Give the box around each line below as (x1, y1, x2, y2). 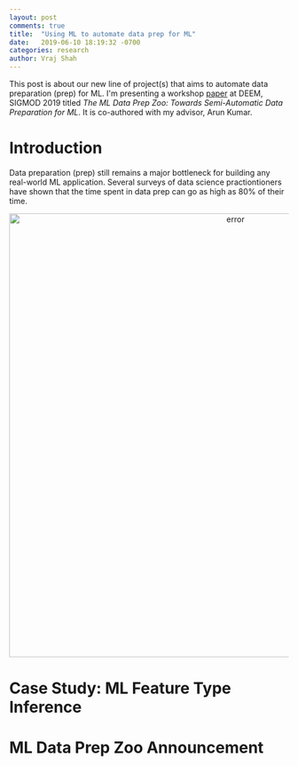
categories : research (9, 46, 90, 55)
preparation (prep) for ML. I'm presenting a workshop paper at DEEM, (9, 88, 263, 99)
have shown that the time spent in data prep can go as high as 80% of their (9, 186, 285, 196)
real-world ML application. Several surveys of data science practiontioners (9, 177, 282, 187)
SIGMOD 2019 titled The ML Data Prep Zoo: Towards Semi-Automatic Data (9, 98, 284, 107)
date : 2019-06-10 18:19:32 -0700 (9, 37, 141, 47)
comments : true (9, 21, 66, 30)
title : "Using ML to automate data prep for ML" (9, 29, 197, 38)
